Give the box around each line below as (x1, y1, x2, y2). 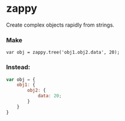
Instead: (6, 63, 31, 71)
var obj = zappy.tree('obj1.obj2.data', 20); (6, 50, 120, 55)
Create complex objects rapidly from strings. (6, 21, 115, 28)
